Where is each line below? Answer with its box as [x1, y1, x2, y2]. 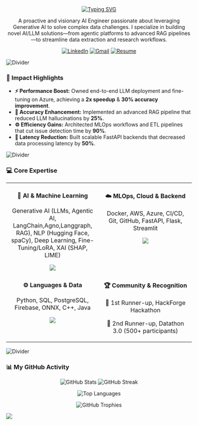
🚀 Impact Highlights [6, 73, 64, 82]
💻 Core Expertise [6, 167, 58, 175]
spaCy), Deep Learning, [11, 236, 77, 245]
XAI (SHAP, [56, 244, 88, 252]
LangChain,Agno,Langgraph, [12, 222, 93, 230]
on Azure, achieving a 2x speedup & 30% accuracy [31, 96, 159, 103]
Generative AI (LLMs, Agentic [12, 207, 93, 215]
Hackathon [130, 306, 161, 314]
